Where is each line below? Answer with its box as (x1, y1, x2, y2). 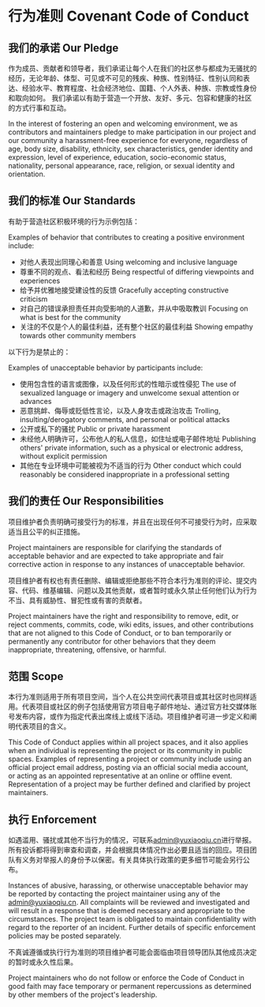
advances (19, 396, 52, 405)
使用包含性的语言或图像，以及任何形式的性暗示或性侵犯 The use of (19, 379, 237, 388)
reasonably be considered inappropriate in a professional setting (19, 470, 230, 479)
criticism (19, 294, 48, 304)
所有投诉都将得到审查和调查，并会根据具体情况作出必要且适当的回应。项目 (8, 845, 250, 854)
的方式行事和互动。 (8, 104, 71, 112)
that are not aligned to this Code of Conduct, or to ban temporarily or (8, 628, 232, 637)
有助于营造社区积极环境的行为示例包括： (8, 217, 140, 226)
